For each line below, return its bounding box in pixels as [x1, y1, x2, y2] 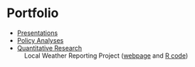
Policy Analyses [16, 36, 64, 44]
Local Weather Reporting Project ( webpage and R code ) [23, 51, 189, 60]
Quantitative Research [16, 43, 83, 52]
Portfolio [6, 5, 59, 21]
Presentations [16, 29, 58, 37]
